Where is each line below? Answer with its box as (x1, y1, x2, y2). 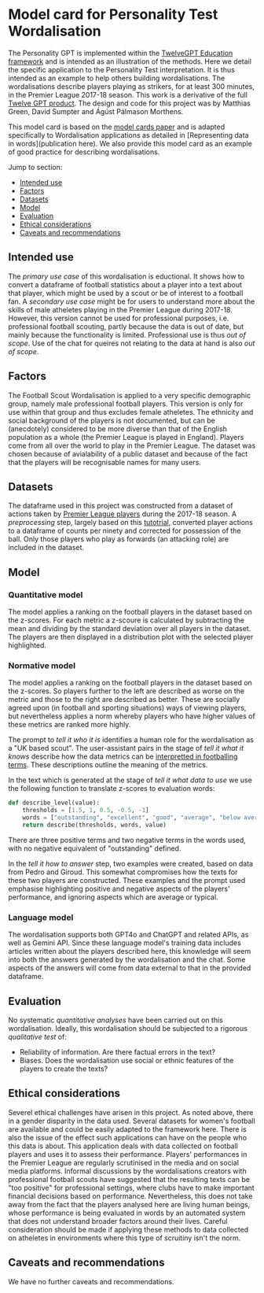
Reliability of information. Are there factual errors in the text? (19, 1047, 216, 1056)
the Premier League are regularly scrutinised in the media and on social (8, 1158, 240, 1167)
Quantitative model (8, 589, 83, 600)
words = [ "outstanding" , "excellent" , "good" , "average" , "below (22, 814, 241, 822)
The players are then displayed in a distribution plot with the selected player (8, 632, 254, 642)
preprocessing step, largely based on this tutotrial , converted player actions (8, 518, 253, 527)
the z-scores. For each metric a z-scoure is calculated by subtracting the (8, 615, 245, 625)
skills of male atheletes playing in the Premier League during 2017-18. (8, 305, 233, 314)
